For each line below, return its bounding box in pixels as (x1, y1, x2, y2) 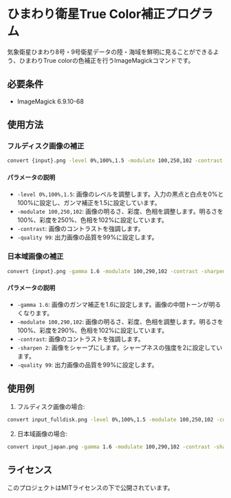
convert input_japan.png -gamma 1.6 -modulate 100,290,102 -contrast (7, 443, 211, 450)
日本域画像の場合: (16, 429, 67, 438)
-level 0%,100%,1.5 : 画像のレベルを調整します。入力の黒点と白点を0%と (16, 190, 224, 198)
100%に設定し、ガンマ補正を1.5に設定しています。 (16, 198, 161, 207)
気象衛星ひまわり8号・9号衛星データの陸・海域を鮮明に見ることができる (7, 48, 214, 56)
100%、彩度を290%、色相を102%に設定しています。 (16, 326, 168, 335)
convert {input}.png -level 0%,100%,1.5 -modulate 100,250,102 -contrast (7, 157, 223, 164)
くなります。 (16, 308, 54, 317)
